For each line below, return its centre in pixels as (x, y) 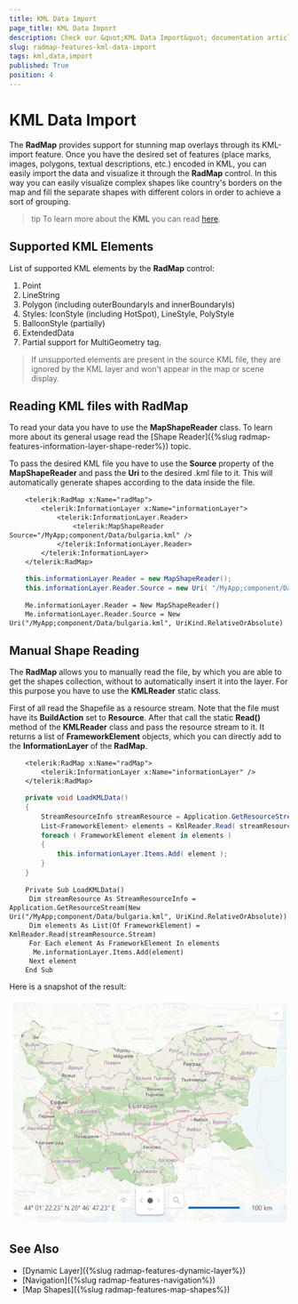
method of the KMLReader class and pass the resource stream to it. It (137, 727)
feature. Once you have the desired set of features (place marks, (153, 154)
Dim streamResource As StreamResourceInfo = (113, 898)
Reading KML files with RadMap (99, 406)
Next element (53, 961)
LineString (41, 294)
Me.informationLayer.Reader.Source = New (102, 615)
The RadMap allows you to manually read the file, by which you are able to (145, 672)
